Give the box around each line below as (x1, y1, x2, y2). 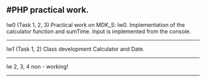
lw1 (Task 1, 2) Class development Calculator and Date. (6, 45, 145, 53)
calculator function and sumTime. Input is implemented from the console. (6, 28, 191, 35)
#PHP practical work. (6, 5, 89, 15)
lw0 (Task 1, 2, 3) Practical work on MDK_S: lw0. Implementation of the (6, 21, 185, 28)
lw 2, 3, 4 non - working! (6, 62, 69, 70)
